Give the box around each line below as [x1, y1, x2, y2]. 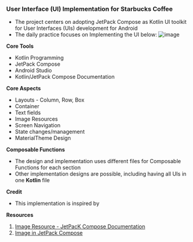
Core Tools [6, 42, 34, 50]
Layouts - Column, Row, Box [14, 96, 85, 103]
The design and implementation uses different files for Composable [14, 158, 181, 165]
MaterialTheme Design [14, 134, 71, 142]
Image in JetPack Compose [14, 229, 83, 237]
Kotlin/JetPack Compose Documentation [14, 73, 115, 81]
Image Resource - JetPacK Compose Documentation [14, 223, 145, 230]
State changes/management [14, 128, 85, 136]
